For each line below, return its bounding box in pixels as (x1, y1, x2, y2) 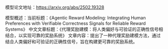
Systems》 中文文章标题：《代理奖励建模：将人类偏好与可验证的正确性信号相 (5, 26, 163, 32)
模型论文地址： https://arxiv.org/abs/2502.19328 (5, 4, 105, 10)
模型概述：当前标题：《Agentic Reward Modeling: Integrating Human (5, 15, 146, 21)
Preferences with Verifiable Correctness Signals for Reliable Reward (5, 20, 146, 26)
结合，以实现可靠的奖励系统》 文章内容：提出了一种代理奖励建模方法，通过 (5, 33, 161, 38)
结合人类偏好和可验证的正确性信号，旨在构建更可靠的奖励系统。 (5, 39, 137, 45)
